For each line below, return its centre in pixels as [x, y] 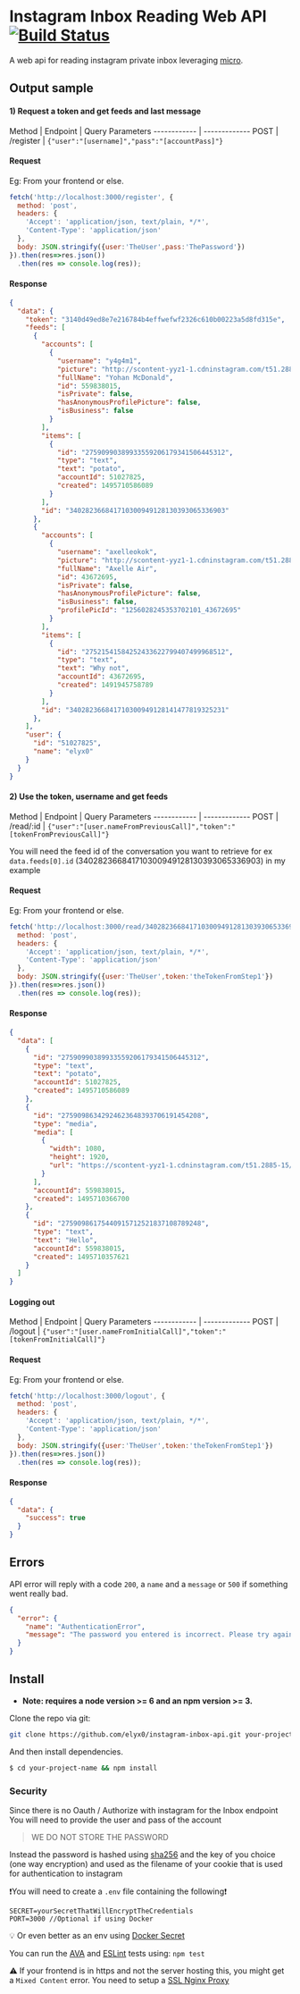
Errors [27, 1563]
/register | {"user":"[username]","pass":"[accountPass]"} [117, 140]
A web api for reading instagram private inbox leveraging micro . [126, 60]
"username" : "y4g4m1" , [99, 361]
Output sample [51, 88]
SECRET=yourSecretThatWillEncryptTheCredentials [101, 1911]
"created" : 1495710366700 [81, 1199]
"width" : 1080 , [77, 1149]
